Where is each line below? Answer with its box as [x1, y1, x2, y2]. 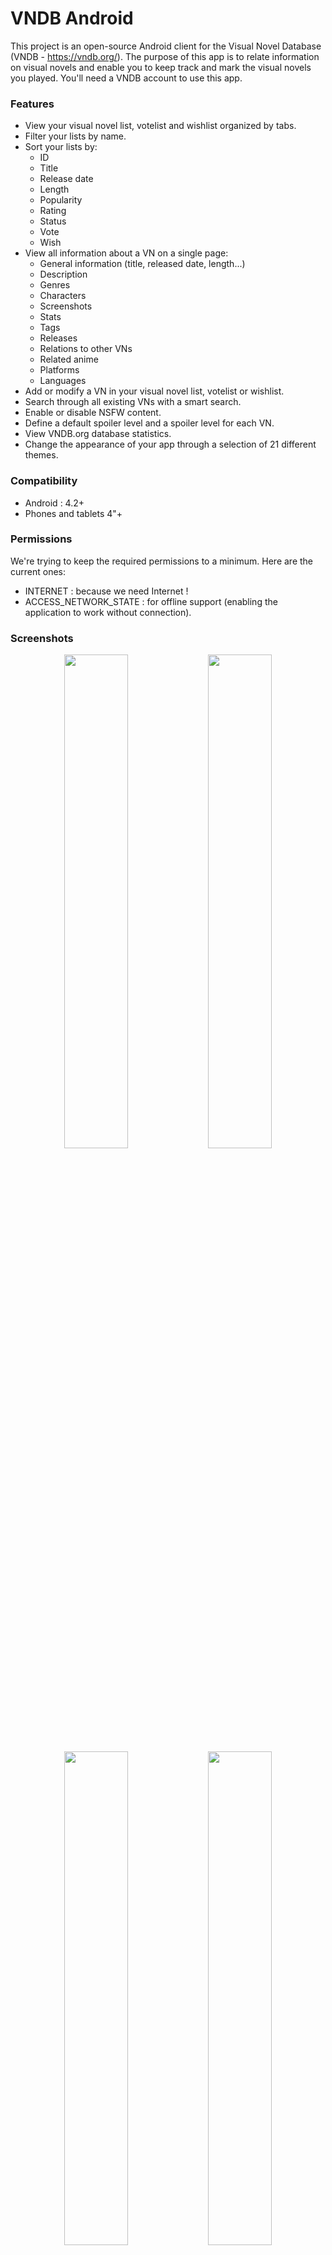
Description [39, 268, 88, 281]
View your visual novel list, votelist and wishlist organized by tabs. [24, 120, 297, 132]
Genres [39, 279, 71, 291]
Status [39, 215, 67, 227]
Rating [39, 205, 67, 217]
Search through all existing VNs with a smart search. [24, 396, 242, 408]
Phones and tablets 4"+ [24, 507, 123, 519]
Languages [39, 375, 87, 387]
